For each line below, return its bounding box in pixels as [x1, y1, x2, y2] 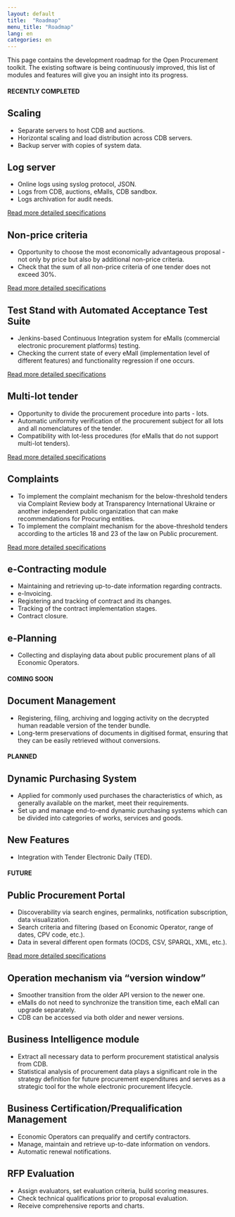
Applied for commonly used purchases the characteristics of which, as [17, 792, 223, 800]
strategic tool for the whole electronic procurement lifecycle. [17, 1082, 193, 1090]
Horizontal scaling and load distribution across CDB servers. [17, 133, 193, 142]
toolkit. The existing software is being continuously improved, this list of [7, 63, 216, 72]
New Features [7, 834, 70, 846]
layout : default [7, 10, 55, 18]
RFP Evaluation [7, 1168, 75, 1180]
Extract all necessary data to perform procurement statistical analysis [17, 1052, 220, 1061]
